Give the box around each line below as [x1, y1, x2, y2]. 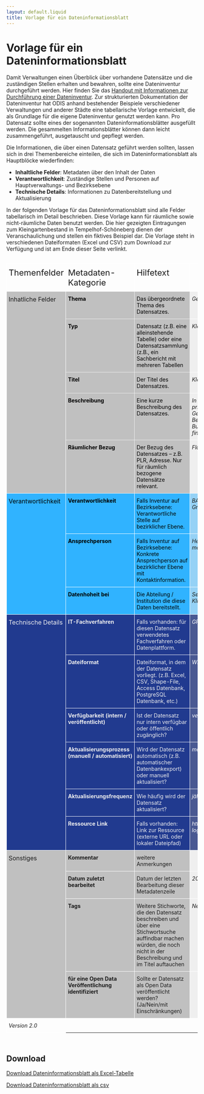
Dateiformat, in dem [136, 659, 186, 666]
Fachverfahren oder [136, 638, 186, 645]
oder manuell [136, 772, 169, 779]
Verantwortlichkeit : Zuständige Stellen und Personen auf [15, 175, 160, 183]
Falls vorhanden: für [136, 618, 187, 625]
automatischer [136, 759, 173, 766]
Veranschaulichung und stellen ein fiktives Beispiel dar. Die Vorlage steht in [6, 232, 194, 240]
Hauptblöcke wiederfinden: [6, 157, 75, 165]
